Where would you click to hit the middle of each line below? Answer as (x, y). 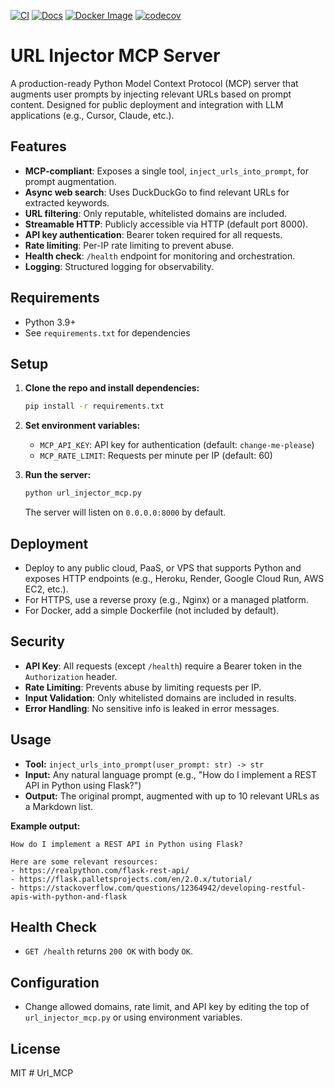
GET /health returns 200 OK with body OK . (108, 951)
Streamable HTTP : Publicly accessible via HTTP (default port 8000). (166, 224)
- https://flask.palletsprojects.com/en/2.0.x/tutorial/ (131, 879)
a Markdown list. (59, 806)
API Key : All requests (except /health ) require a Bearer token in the (163, 666)
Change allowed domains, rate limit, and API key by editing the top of (167, 1007)
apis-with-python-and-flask (69, 896)
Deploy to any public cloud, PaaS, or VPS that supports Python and (163, 567)
